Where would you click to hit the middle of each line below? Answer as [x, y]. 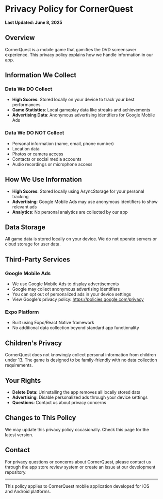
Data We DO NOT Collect [35, 133]
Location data [26, 148]
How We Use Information [44, 179]
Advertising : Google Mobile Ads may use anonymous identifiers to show [85, 202]
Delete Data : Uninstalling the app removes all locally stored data [76, 392]
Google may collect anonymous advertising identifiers [66, 289]
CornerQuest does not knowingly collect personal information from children [81, 355]
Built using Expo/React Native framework [53, 323]
